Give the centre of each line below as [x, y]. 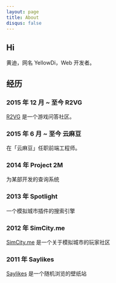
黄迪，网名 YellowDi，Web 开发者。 [51, 63]
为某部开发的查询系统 [33, 179]
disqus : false [24, 23]
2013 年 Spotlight [32, 197]
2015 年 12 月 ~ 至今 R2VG [44, 102]
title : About [23, 17]
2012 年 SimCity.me [36, 228]
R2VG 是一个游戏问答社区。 [41, 116]
